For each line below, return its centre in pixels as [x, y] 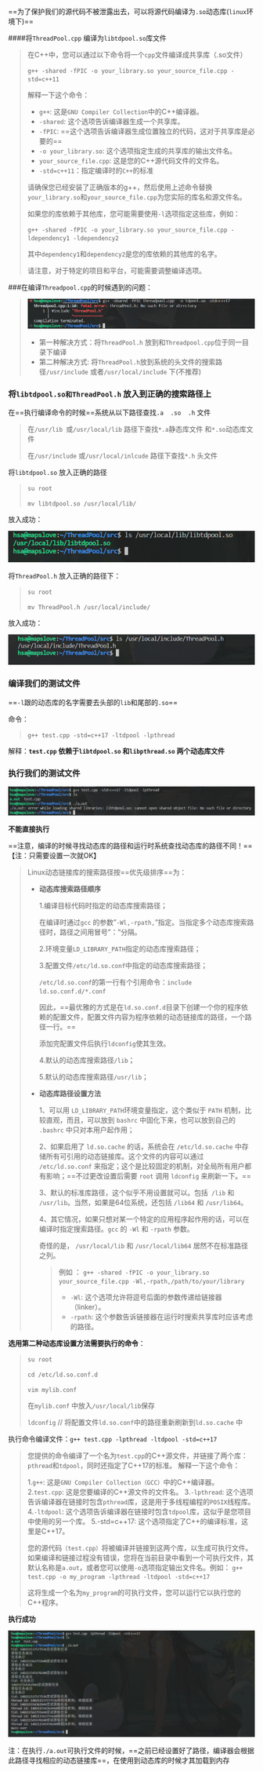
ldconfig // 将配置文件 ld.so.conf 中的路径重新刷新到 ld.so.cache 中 [135, 1423]
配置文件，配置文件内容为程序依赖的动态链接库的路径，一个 [149, 1017]
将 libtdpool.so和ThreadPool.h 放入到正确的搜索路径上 [110, 393]
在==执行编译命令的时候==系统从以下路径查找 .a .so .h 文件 [110, 413]
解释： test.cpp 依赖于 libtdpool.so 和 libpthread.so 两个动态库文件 [117, 751]
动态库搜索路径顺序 [70, 889]
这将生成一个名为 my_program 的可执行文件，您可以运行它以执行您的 [134, 1593]
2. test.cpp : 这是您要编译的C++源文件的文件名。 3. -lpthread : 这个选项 [141, 1492]
